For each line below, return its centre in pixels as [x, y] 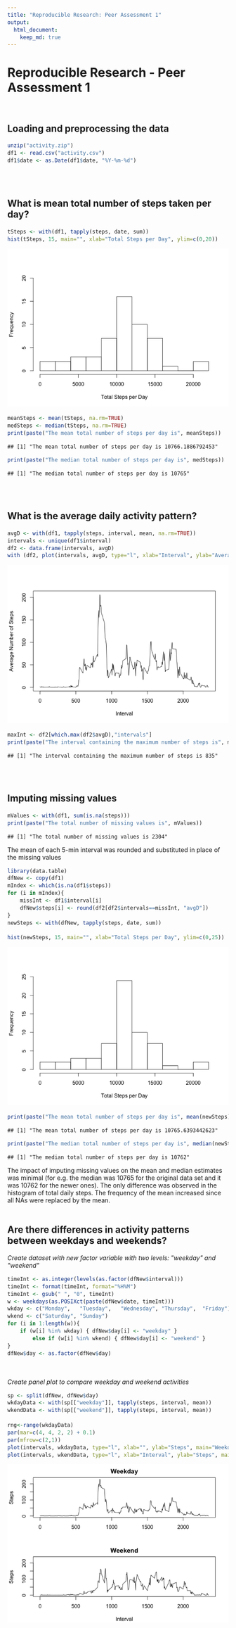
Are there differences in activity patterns [98, 1230]
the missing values [34, 857]
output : [19, 22]
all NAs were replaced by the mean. [59, 1200]
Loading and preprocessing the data [88, 128]
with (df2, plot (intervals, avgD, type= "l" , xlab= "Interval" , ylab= [110, 556]
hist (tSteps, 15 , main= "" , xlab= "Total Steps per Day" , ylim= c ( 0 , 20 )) [113, 239]
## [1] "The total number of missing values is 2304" [88, 837]
